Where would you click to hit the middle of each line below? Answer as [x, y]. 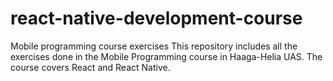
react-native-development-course [156, 18]
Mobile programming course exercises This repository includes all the [154, 46]
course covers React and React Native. [90, 67]
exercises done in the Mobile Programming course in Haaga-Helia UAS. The [166, 56]
